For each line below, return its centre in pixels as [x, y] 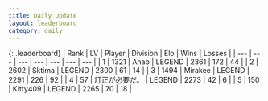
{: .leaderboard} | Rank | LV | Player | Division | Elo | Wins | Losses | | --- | [130, 54]
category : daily [35, 30]
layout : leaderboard [43, 23]
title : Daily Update [43, 16]
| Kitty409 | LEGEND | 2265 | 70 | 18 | [70, 89]
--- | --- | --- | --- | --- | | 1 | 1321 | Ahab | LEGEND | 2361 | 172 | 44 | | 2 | [138, 62]
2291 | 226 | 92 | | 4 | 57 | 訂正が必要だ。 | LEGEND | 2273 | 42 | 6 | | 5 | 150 [134, 80]
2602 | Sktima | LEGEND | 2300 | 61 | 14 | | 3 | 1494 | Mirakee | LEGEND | [129, 71]
